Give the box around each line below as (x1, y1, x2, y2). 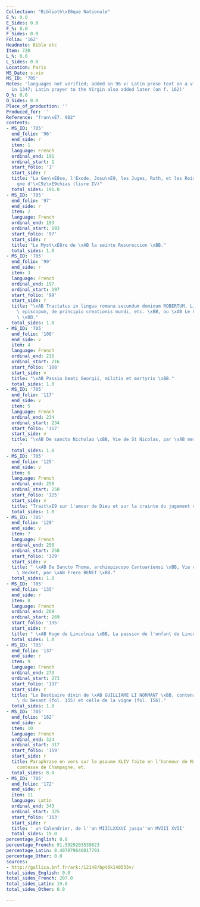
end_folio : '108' (11, 331, 55, 337)
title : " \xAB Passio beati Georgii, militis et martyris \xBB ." (11, 375, 174, 381)
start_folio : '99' (11, 292, 58, 298)
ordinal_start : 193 (11, 225, 60, 231)
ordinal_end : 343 (11, 803, 55, 809)
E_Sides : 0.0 (6, 20, 39, 26)
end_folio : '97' (11, 198, 52, 204)
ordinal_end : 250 (11, 481, 55, 487)
